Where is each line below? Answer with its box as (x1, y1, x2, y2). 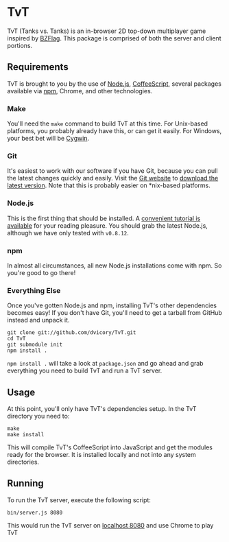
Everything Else (7, 285, 61, 295)
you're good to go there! (7, 268, 76, 276)
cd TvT (7, 335, 26, 342)
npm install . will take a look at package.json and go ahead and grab (7, 360, 204, 368)
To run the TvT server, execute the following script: (7, 495, 151, 504)
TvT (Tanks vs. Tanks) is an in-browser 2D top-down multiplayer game (7, 27, 206, 35)
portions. (7, 41, 33, 49)
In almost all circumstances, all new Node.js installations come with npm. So (7, 261, 222, 270)
